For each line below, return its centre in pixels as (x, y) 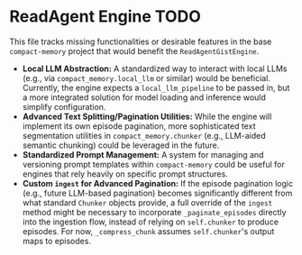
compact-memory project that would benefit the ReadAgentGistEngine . (134, 50)
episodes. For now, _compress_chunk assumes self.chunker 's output (148, 231)
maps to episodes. (57, 241)
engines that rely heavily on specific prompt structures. (125, 174)
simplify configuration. (64, 106)
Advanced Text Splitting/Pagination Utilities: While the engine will (147, 116)
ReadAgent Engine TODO (105, 17)
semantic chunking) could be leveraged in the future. (121, 145)
